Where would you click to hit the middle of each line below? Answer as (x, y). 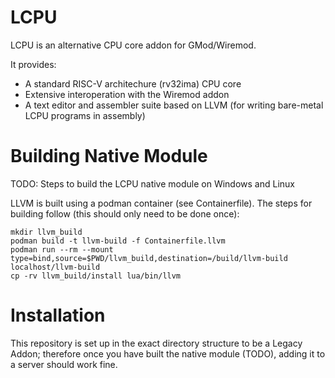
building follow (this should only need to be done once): (125, 213)
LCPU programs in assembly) (85, 115)
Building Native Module (109, 156)
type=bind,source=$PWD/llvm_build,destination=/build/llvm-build (149, 258)
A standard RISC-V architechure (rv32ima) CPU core (133, 83)
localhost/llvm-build (55, 267)
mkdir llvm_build (46, 232)
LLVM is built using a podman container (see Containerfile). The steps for (161, 203)
